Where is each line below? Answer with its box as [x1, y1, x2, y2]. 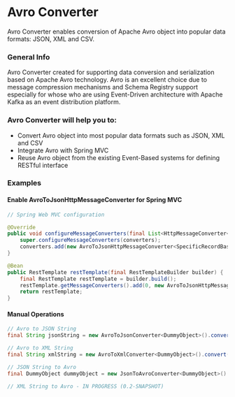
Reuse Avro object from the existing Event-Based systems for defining [17, 153, 220, 161]
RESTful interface [17, 161, 69, 169]
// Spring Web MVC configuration [7, 211, 105, 218]
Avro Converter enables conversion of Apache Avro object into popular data [7, 27, 226, 36]
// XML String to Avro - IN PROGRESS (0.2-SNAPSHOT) [7, 382, 164, 390]
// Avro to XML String [7, 345, 73, 352]
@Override [7, 224, 36, 231]
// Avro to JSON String [7, 326, 77, 333]
